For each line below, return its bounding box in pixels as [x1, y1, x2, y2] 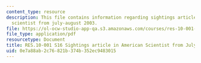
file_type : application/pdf [6, 31, 77, 37]
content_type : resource [6, 8, 66, 15]
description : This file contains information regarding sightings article [6, 14, 197, 20]
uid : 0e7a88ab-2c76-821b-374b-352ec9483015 [6, 48, 117, 54]
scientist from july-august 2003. [11, 20, 98, 26]
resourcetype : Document [6, 37, 66, 43]
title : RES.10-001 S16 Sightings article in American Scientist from [6, 43, 184, 49]
